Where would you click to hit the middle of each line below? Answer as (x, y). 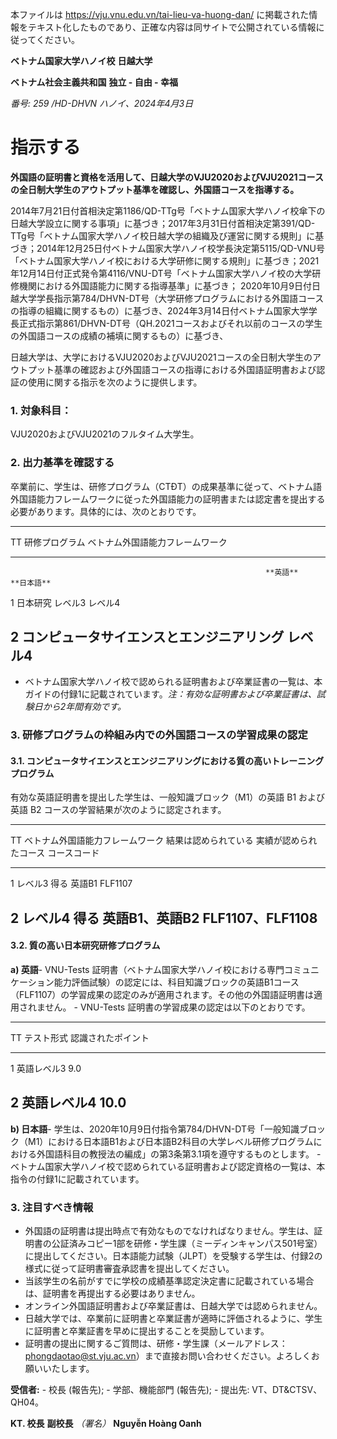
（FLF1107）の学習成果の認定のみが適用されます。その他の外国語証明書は (162, 995)
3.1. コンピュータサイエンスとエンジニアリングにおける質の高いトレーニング (167, 760)
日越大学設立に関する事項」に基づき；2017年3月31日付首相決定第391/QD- (163, 223)
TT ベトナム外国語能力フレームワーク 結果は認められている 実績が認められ (164, 840)
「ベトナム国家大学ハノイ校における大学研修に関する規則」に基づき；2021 (165, 260)
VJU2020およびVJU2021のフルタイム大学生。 (105, 434)
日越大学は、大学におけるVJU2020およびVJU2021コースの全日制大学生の (161, 357)
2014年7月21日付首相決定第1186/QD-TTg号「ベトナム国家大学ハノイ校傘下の (168, 210)
